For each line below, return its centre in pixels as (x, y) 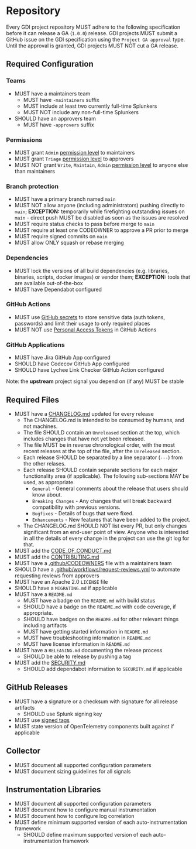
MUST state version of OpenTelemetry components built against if (94, 726)
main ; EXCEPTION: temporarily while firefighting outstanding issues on (100, 211)
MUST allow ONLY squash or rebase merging (69, 243)
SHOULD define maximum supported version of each (87, 835)
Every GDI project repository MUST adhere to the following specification (93, 27)
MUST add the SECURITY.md (50, 662)
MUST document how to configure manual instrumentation (85, 810)
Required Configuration (50, 64)
